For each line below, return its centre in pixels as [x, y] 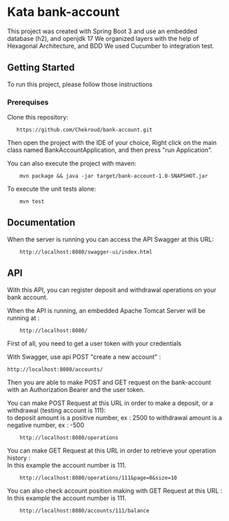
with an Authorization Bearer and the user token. [76, 389]
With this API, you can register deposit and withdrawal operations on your [112, 290]
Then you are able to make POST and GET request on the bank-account [109, 382]
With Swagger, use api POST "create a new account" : [84, 357]
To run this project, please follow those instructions [80, 84]
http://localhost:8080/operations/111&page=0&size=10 [98, 477]
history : [19, 457]
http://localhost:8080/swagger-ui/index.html [86, 252]
